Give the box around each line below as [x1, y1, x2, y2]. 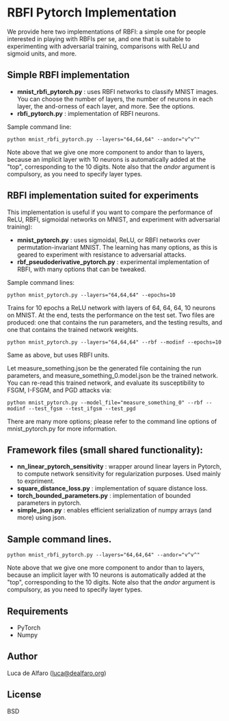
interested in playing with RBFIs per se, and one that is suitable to [7, 34, 191, 43]
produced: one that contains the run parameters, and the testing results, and [7, 318, 223, 327]
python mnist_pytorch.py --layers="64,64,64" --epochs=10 [7, 292, 176, 298]
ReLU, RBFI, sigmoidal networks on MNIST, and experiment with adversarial [7, 215, 220, 224]
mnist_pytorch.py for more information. [7, 424, 118, 433]
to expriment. [16, 477, 55, 485]
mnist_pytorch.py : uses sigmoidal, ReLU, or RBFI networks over [16, 235, 200, 244]
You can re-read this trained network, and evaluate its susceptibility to [7, 379, 205, 387]
